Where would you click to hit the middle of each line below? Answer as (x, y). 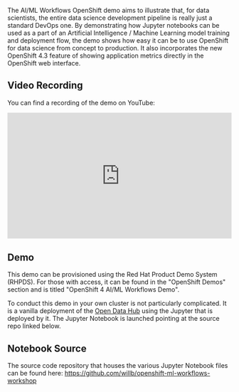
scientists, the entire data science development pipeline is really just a (110, 18)
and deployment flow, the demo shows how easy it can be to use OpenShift (118, 41)
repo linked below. (34, 326)
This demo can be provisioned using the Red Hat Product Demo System (113, 275)
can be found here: (35, 373)
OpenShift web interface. (44, 63)
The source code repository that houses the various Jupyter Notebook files (118, 365)
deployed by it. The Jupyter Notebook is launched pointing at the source (113, 319)
